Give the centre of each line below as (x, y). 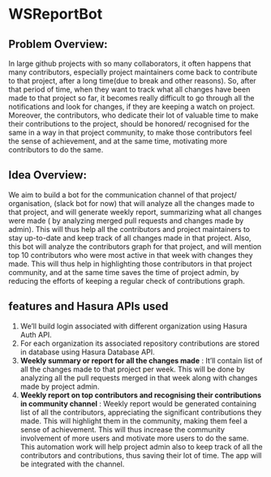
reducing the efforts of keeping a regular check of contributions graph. (127, 281)
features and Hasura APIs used (88, 306)
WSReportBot (56, 14)
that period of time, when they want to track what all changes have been (129, 89)
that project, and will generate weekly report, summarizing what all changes (135, 212)
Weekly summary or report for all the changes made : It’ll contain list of (141, 360)
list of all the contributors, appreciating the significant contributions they (141, 412)
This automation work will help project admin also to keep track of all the (141, 446)
